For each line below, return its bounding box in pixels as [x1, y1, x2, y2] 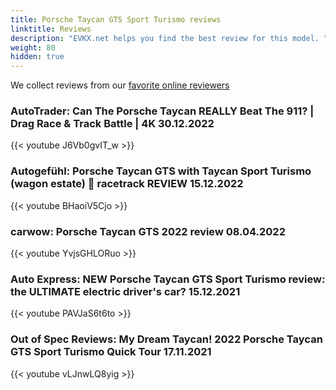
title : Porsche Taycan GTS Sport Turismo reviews [10, 14, 222, 25]
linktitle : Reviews [10, 24, 92, 34]
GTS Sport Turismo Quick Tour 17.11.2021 [10, 345, 212, 359]
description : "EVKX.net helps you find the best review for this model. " [10, 33, 329, 43]
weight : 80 [10, 42, 56, 53]
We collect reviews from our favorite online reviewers [10, 79, 230, 91]
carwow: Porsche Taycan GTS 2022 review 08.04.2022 [10, 224, 286, 238]
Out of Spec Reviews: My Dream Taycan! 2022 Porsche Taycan [10, 332, 323, 346]
